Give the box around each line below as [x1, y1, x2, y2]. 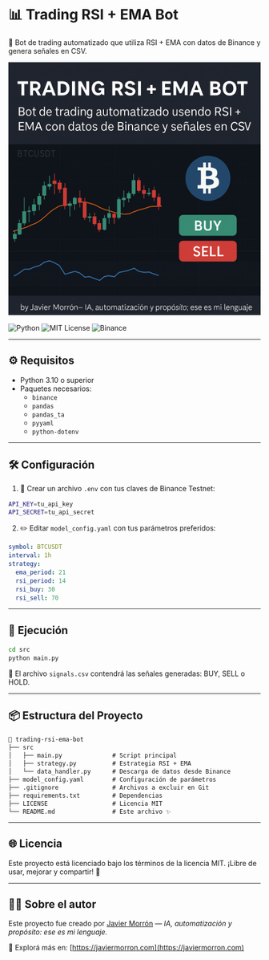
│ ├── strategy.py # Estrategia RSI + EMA [8, 759, 192, 767]
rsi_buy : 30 [15, 585, 56, 593]
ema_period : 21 [15, 568, 66, 576]
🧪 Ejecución [8, 623, 69, 637]
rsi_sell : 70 [15, 594, 59, 602]
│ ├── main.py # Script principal [8, 751, 178, 759]
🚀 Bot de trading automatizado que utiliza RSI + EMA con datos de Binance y [8, 37, 261, 47]
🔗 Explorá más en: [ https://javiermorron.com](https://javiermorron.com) [8, 943, 244, 953]
